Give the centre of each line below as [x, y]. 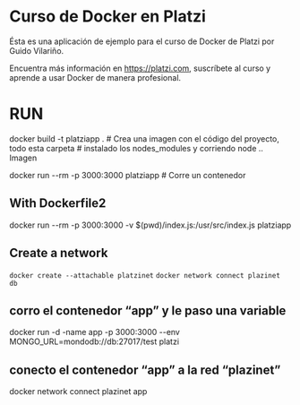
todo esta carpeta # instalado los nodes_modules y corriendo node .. [137, 148]
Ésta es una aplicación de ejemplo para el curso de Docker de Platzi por [142, 41]
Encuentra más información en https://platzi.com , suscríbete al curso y [140, 68]
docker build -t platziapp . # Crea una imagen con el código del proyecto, [145, 138]
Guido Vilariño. [37, 50]
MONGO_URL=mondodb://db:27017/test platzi [94, 341]
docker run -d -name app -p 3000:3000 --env [95, 332]
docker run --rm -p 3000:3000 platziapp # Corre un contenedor [128, 175]
